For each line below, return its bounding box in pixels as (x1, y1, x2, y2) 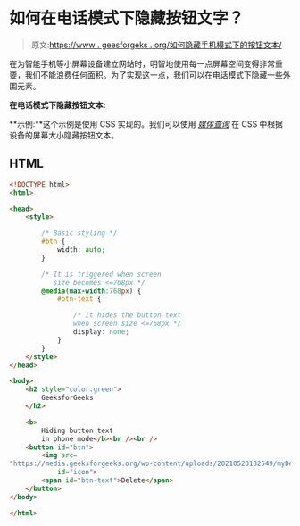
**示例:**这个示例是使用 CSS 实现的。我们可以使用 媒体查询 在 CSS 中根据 (9, 118, 284, 129)
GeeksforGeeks (41, 394, 94, 403)
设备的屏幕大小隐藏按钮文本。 (9, 129, 119, 140)
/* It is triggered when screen (41, 270, 162, 279)
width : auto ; (56, 246, 105, 255)
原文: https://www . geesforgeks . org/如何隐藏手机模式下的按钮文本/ (30, 39, 282, 50)
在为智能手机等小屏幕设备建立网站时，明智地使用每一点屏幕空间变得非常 (9, 58, 275, 69)
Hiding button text (41, 426, 114, 435)
